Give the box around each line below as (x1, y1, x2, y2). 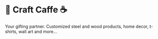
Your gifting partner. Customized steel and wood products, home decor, (5, 23, 149, 29)
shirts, (5, 28, 18, 34)
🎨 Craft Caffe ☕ (5, 4, 68, 15)
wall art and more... (18, 28, 57, 34)
